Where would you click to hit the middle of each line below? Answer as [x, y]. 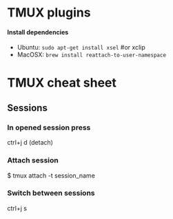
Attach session [33, 160]
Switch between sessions [51, 193]
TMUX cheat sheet [62, 82]
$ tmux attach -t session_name [51, 175]
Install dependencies [38, 32]
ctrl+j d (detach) [30, 143]
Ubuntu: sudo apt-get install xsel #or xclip [81, 48]
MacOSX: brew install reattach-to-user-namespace [92, 55]
